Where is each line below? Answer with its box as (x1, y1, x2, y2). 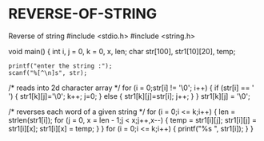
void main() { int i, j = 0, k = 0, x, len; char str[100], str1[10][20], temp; (8, 46, 236, 56)
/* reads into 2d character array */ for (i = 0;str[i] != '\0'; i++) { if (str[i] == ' (8, 83, 254, 92)
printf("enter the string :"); (8, 61, 113, 70)
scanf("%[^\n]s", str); (8, 69, 88, 76)
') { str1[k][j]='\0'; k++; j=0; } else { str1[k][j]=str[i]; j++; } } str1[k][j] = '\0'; (8, 91, 250, 100)
